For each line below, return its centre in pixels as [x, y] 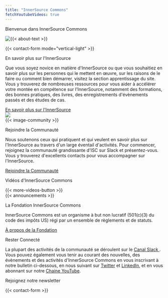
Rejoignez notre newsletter [33, 280]
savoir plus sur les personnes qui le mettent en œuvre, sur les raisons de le [83, 73]
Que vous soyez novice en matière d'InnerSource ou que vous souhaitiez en [84, 68]
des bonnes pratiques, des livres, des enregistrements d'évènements [76, 94]
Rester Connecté [23, 240]
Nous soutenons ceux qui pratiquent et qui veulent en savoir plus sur [76, 139]
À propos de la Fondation [31, 230]
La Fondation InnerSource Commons [43, 205]
